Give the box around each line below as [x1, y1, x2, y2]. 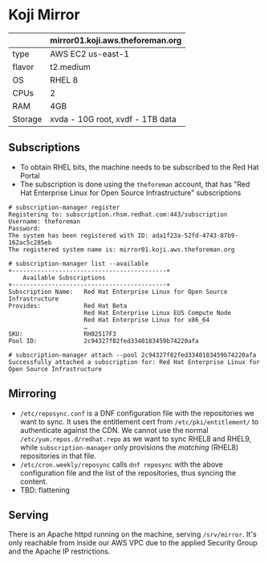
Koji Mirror [8, 6, 80, 24]
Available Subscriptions [22, 273, 106, 282]
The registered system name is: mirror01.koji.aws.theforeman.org [8, 245, 235, 254]
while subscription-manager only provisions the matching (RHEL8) [19, 442, 239, 452]
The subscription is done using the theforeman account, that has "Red [19, 179, 250, 189]
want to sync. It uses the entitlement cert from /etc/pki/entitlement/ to [19, 416, 259, 427]
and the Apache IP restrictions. [8, 546, 111, 556]
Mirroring [8, 387, 57, 401]
